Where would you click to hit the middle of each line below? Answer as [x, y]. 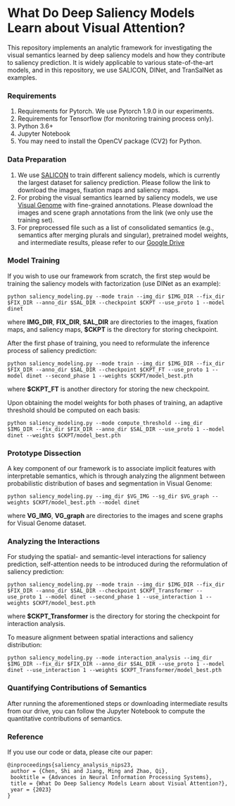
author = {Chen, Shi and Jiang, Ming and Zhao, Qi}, [89, 771]
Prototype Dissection [44, 453]
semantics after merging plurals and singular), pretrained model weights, [123, 235]
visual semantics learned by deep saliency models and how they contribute [116, 55]
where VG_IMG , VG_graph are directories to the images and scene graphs [115, 516]
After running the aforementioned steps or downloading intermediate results [118, 703]
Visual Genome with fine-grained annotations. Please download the [115, 205]
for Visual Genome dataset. [47, 523]
